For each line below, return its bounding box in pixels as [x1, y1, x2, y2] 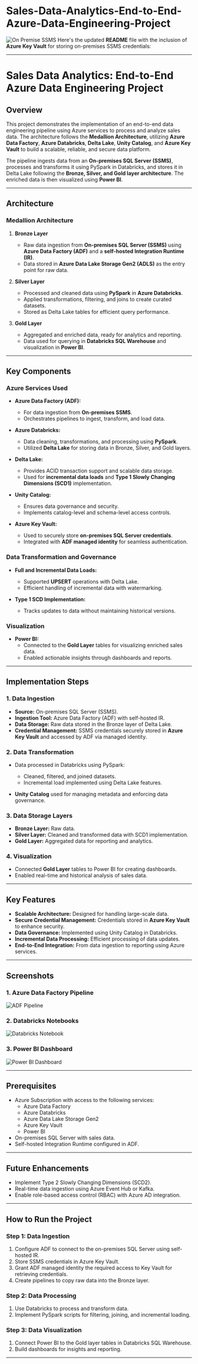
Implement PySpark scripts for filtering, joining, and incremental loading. [14, 1311, 191, 1318]
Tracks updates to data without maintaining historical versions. [23, 607, 176, 614]
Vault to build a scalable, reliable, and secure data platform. [6, 145, 151, 153]
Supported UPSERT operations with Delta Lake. [23, 578, 139, 585]
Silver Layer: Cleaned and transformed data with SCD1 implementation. [14, 831, 189, 838]
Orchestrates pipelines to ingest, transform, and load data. [23, 415, 166, 422]
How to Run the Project [6, 1214, 93, 1224]
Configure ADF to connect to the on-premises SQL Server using [14, 1245, 170, 1252]
